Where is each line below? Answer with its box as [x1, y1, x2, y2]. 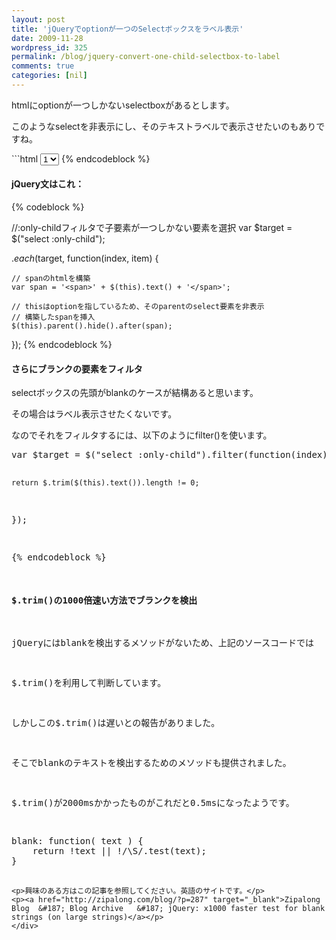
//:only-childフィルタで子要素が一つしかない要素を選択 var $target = [11, 222, 293, 234]
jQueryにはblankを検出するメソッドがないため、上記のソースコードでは [11, 637, 315, 649]
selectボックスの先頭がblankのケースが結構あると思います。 [11, 387, 259, 399]
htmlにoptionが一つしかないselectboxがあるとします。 [11, 99, 235, 111]
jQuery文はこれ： [11, 178, 85, 190]
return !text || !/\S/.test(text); [32, 846, 207, 857]
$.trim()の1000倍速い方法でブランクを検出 [11, 594, 198, 606]
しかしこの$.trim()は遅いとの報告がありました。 [11, 717, 221, 729]
